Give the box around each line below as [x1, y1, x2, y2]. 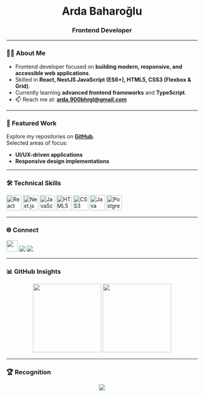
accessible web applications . [15, 69, 90, 77]
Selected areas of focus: [6, 139, 68, 147]
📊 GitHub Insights [6, 267, 61, 276]
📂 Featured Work [6, 119, 57, 127]
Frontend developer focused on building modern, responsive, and [15, 63, 183, 70]
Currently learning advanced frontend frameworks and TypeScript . [15, 88, 186, 96]
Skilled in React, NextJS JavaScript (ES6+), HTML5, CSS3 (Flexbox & [15, 76, 191, 83]
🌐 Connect [6, 226, 39, 234]
